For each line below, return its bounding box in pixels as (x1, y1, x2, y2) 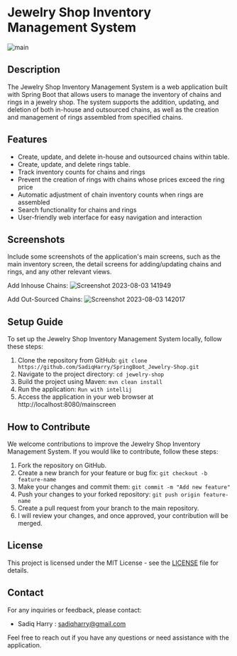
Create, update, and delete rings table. (17, 160, 131, 168)
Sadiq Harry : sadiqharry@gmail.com (17, 619, 126, 628)
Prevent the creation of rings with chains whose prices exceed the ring (17, 175, 225, 184)
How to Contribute (7, 421, 91, 433)
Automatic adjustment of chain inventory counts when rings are (17, 190, 204, 199)
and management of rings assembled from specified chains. (7, 113, 183, 121)
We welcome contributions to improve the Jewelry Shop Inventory (7, 439, 201, 448)
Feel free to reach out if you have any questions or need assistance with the (7, 633, 229, 642)
